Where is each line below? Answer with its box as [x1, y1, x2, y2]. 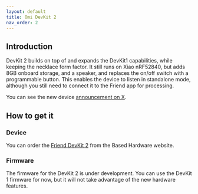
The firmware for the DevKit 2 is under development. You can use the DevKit [6, 170, 192, 177]
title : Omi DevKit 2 [6, 14, 57, 20]
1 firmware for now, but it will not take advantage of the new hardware [6, 176, 176, 183]
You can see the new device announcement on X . [6, 94, 127, 101]
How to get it [6, 110, 54, 121]
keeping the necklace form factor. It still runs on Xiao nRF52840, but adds [6, 63, 186, 71]
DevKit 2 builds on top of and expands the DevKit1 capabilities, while [6, 57, 173, 64]
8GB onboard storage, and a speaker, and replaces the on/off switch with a [6, 70, 189, 77]
